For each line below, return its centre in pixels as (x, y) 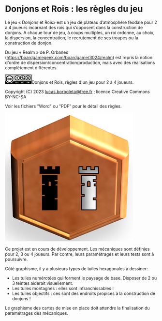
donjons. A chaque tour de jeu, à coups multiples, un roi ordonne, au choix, (80, 32)
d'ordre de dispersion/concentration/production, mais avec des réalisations (80, 62)
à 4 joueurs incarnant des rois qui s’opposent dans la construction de (74, 27)
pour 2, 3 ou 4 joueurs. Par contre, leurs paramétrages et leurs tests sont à (80, 254)
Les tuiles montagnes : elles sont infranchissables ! (63, 288)
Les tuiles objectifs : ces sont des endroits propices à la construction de (84, 293)
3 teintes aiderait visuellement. (43, 283)
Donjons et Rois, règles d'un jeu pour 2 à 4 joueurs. (83, 82)
